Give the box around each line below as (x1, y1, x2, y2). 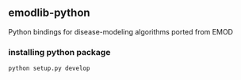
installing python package (8, 46, 111, 57)
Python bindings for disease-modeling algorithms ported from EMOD (8, 27, 234, 36)
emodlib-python (8, 6, 90, 20)
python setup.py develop (8, 64, 90, 73)
